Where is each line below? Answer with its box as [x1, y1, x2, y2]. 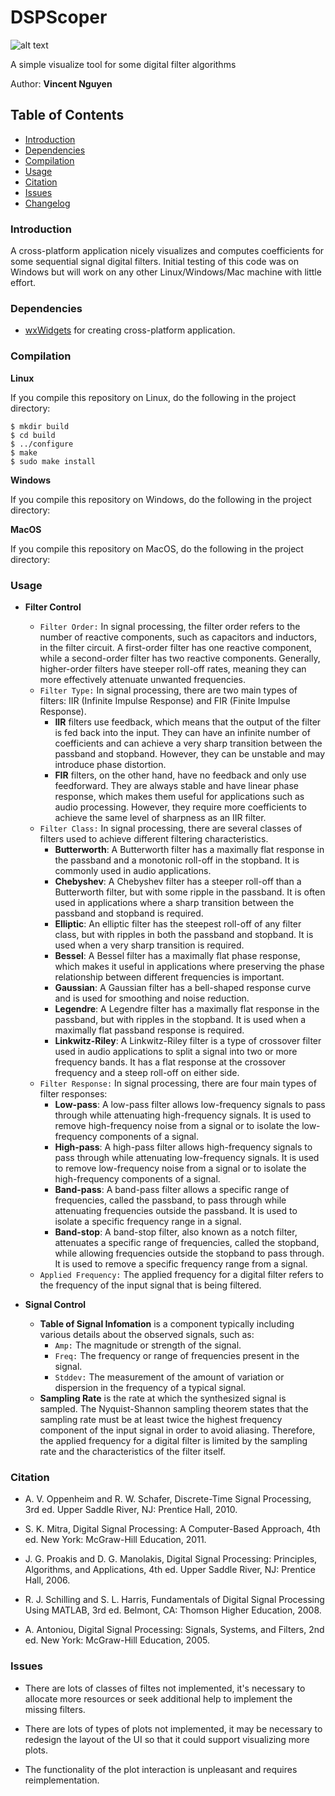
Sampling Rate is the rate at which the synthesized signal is [39, 1392, 287, 1404]
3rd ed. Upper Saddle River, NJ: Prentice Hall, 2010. [24, 1504, 238, 1516]
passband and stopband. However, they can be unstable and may [54, 747, 326, 760]
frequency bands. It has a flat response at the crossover [54, 1056, 287, 1068]
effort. [10, 277, 37, 289]
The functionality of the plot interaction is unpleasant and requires [24, 1763, 298, 1775]
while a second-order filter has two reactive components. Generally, [39, 652, 321, 664]
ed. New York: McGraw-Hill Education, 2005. [24, 1634, 210, 1646]
